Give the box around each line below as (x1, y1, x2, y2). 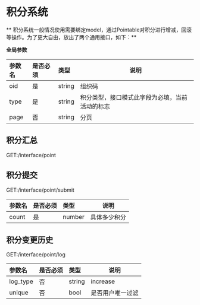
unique (9, 288, 29, 297)
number (62, 212, 85, 221)
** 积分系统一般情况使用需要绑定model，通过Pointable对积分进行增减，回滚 (6, 26, 192, 33)
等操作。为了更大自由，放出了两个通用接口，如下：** (6, 33, 137, 40)
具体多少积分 (90, 213, 127, 221)
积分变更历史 (6, 235, 54, 245)
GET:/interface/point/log (6, 251, 65, 258)
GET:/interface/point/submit (6, 186, 74, 193)
